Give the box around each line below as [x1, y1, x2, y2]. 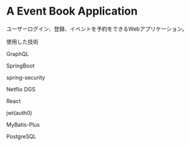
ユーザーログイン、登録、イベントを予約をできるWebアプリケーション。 [6, 25, 188, 32]
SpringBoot [6, 62, 35, 69]
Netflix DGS [6, 85, 36, 92]
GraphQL [6, 50, 29, 57]
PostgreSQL [6, 133, 37, 140]
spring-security [6, 74, 46, 81]
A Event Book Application [6, 4, 138, 18]
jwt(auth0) [6, 109, 32, 116]
